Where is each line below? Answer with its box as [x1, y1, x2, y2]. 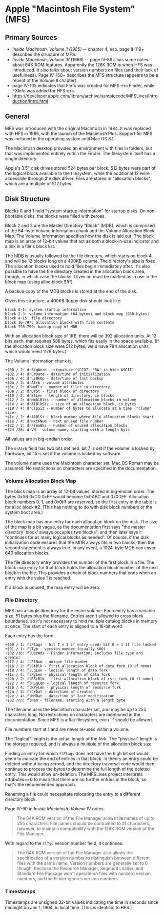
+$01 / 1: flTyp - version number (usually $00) [5, 647, 106, 651]
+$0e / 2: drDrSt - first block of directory [5, 389, 99, 394]
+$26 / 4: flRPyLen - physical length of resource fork [5, 685, 121, 690]
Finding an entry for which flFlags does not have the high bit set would [5, 751, 149, 757]
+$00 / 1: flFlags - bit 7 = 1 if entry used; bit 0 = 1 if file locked [5, 642, 156, 647]
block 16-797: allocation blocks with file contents [5, 320, 115, 325]
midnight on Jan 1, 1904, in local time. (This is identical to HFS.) [5, 904, 132, 910]
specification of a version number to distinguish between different [17, 855, 150, 861]
